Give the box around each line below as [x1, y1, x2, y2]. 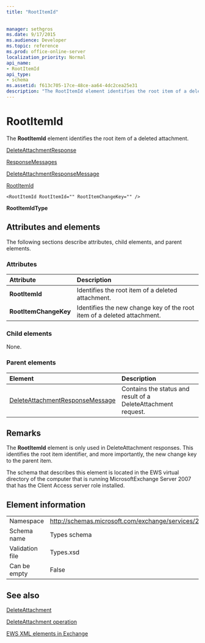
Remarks [6, 428, 41, 438]
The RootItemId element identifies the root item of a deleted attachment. [6, 135, 189, 142]
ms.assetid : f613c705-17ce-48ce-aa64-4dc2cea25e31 [6, 83, 138, 89]
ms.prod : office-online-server [6, 49, 86, 55]
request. [121, 407, 145, 416]
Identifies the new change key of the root [76, 303, 195, 311]
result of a [121, 392, 151, 400]
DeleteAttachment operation [6, 618, 77, 625]
